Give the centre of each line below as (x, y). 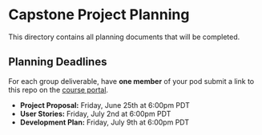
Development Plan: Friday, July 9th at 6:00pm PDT (105, 122)
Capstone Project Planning (99, 15)
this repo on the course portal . (58, 89)
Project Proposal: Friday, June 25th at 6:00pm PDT (105, 105)
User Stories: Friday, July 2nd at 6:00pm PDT (95, 113)
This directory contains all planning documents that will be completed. (124, 37)
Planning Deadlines (58, 62)
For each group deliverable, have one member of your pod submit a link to (131, 81)
